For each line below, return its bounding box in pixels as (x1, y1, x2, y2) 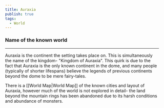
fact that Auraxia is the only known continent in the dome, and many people (5, 63, 157, 69)
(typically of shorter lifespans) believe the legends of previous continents (5, 68, 152, 73)
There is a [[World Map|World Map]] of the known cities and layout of (5, 82, 145, 88)
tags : (5, 16, 16, 21)
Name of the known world (5, 37, 67, 44)
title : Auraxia (5, 7, 36, 12)
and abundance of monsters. (5, 98, 63, 104)
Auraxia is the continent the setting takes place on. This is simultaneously (5, 52, 153, 58)
